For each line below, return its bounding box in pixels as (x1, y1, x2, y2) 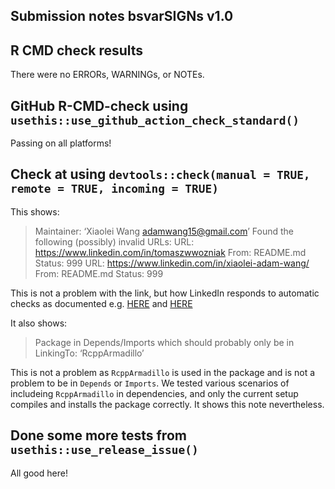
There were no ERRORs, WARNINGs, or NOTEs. (10, 69, 205, 81)
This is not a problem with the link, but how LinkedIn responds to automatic (10, 287, 320, 299)
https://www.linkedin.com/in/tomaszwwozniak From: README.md (34, 246, 307, 258)
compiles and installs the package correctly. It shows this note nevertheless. (10, 398, 325, 410)
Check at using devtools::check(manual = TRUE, (10, 166, 311, 183)
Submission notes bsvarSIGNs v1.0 (10, 8, 234, 25)
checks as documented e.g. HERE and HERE (10, 297, 193, 309)
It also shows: (10, 317, 68, 329)
